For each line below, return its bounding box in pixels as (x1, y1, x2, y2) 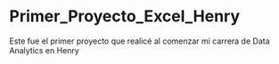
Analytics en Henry (9, 44, 80, 55)
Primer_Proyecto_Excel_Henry (9, 6, 241, 27)
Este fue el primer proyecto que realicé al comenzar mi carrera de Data (9, 36, 270, 46)
